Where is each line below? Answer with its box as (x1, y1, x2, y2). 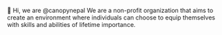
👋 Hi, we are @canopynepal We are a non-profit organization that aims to (7, 7, 214, 14)
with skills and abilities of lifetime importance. (7, 21, 136, 28)
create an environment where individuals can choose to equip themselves (7, 13, 216, 22)
